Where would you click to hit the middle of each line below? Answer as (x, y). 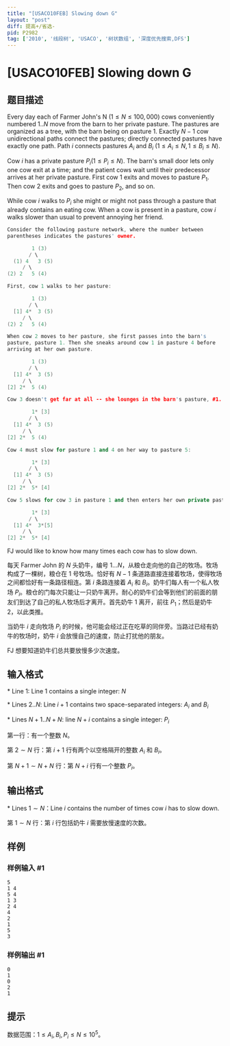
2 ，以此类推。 (27, 612)
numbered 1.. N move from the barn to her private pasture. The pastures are (113, 124)
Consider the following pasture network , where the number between (105, 230)
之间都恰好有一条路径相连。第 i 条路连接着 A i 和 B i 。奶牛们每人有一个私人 (110, 583)
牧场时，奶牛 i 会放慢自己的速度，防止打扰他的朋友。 (93, 636)
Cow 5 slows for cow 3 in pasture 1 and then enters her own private (108, 500)
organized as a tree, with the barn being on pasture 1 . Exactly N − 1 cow (108, 132)
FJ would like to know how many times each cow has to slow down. (102, 551)
